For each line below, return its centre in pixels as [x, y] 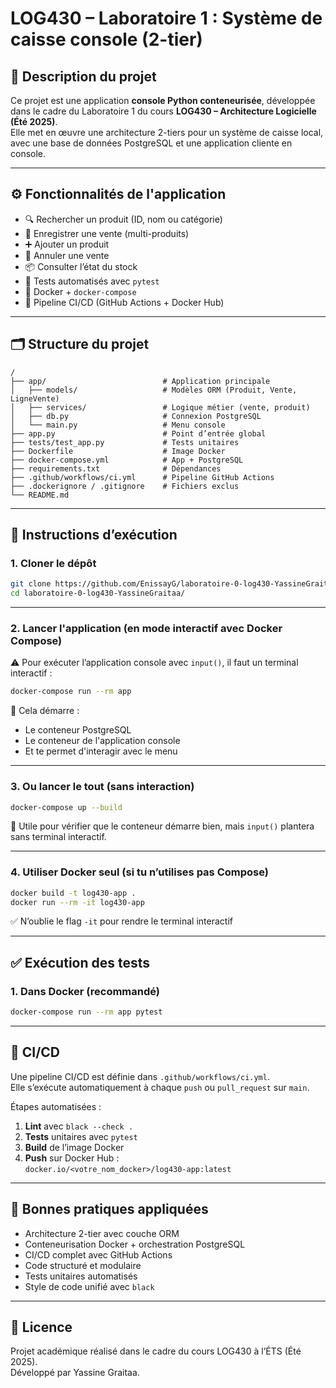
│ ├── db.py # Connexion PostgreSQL [136, 416]
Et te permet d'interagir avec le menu [101, 751]
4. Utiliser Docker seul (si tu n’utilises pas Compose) [139, 872]
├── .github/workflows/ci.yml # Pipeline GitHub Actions [142, 477]
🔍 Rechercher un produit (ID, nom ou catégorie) [123, 219]
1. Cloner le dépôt [53, 563]
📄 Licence [41, 1327]
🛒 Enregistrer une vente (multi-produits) [107, 233]
